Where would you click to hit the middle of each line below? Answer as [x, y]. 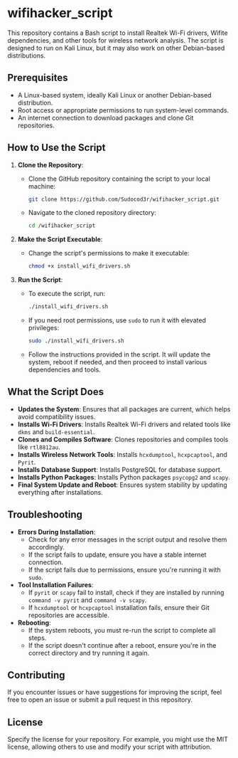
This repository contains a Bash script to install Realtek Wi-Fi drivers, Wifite [118, 33]
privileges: [43, 328]
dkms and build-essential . [56, 431]
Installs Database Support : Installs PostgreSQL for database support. [120, 469]
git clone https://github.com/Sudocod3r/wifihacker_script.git [124, 199]
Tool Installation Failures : [55, 584]
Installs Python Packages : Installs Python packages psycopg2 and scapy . [124, 477]
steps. [37, 638]
